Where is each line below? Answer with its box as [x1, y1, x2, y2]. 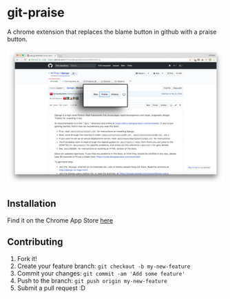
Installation [7, 198, 56, 209]
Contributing [7, 236, 63, 248]
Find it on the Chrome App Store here [7, 216, 114, 225]
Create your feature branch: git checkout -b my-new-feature [17, 262, 191, 270]
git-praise [7, 5, 65, 21]
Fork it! [17, 254, 38, 262]
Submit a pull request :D [17, 284, 86, 292]
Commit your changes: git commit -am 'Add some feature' [17, 269, 186, 277]
